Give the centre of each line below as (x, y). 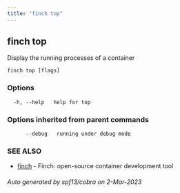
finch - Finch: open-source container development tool (95, 166)
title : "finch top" (35, 13)
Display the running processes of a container (71, 58)
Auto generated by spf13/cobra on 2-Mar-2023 (74, 182)
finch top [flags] (33, 71)
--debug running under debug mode (78, 134)
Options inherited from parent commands (78, 119)
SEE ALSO (24, 151)
